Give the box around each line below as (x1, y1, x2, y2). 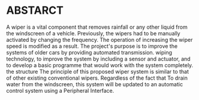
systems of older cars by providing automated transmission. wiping (6, 49, 173, 56)
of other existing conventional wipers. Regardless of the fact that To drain (6, 74, 188, 81)
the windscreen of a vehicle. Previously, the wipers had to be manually (6, 29, 181, 37)
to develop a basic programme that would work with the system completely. (6, 61, 194, 69)
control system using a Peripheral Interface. (6, 87, 114, 94)
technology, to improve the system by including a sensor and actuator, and (6, 55, 191, 62)
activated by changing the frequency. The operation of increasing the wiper (6, 36, 193, 43)
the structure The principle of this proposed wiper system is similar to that (6, 68, 189, 75)
